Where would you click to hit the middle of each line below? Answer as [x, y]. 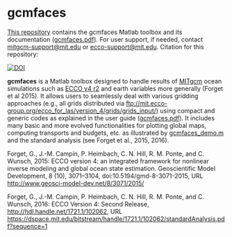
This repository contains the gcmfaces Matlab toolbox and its [95, 32]
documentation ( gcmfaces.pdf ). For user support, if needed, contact [105, 39]
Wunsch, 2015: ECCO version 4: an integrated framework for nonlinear [108, 161]
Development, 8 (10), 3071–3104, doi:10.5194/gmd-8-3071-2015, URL [105, 176]
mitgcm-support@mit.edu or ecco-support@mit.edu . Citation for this [106, 47]
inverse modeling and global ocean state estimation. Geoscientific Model [111, 168]
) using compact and [185, 111]
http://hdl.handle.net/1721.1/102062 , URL [65, 211]
